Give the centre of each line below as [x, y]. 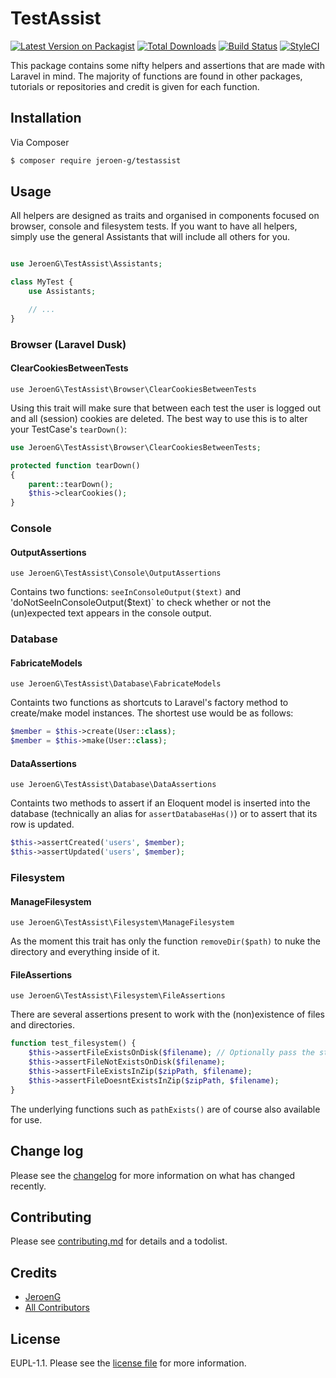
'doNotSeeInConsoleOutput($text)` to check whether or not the [141, 603]
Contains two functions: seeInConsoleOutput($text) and [126, 592]
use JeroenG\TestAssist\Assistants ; [86, 264]
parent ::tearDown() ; [71, 484]
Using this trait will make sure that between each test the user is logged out [166, 408]
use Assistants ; [62, 292]
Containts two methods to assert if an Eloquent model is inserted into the [160, 803]
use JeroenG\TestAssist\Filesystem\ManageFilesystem [122, 923]
